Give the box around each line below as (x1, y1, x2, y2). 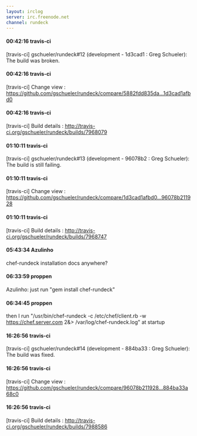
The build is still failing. (6, 161, 62, 168)
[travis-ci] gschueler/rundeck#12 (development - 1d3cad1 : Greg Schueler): (6, 50, 188, 58)
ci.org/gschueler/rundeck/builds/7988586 (6, 423, 107, 430)
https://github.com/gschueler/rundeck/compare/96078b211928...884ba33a (6, 384, 189, 391)
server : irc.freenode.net (6, 14, 69, 20)
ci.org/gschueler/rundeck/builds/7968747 (6, 233, 107, 240)
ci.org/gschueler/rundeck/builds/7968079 (6, 129, 107, 136)
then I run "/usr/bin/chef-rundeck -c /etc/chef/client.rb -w (6, 312, 147, 320)
